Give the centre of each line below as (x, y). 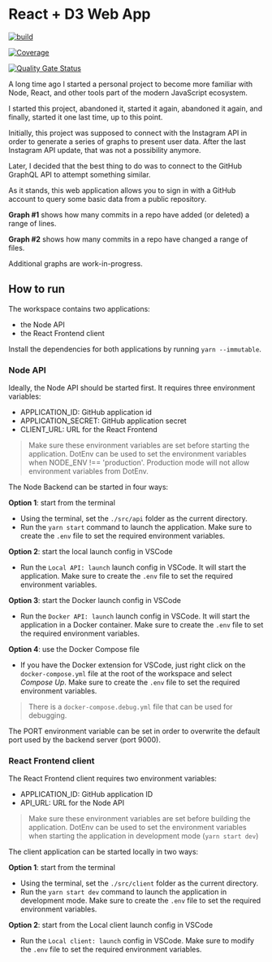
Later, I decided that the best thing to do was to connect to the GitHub (125, 166)
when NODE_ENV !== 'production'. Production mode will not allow (139, 463)
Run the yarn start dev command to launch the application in (123, 892)
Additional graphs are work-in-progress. (76, 263)
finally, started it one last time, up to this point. (86, 117)
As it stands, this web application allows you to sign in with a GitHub (122, 190)
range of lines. (32, 223)
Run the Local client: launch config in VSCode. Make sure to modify (137, 941)
